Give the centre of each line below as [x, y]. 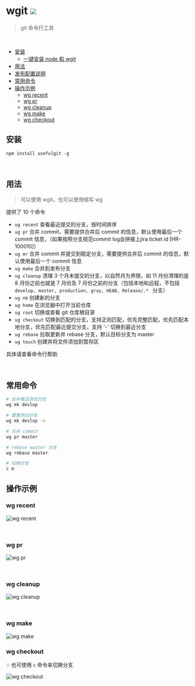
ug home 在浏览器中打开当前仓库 [53, 305]
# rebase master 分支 [32, 447]
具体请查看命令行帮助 [32, 354]
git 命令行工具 [37, 28]
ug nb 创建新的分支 [37, 298]
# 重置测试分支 [22, 415]
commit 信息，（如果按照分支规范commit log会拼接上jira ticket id [91, 239]
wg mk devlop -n [26, 421]
